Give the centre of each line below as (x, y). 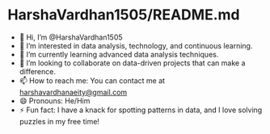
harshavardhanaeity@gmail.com (73, 92)
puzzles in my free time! (59, 121)
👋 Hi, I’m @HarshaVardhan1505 (71, 37)
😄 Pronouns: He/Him (55, 100)
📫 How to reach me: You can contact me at (92, 80)
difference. (37, 71)
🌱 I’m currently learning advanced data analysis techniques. (119, 54)
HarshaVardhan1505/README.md (124, 15)
